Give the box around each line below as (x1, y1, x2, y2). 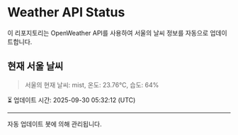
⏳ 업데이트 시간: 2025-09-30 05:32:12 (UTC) (7, 95, 136, 104)
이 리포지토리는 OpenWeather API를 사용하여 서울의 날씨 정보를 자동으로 (7, 28, 209, 37)
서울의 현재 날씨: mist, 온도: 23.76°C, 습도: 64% (24, 80, 159, 89)
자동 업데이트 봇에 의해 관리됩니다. (7, 119, 102, 128)
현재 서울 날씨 (7, 60, 64, 72)
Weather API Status (7, 4, 125, 21)
